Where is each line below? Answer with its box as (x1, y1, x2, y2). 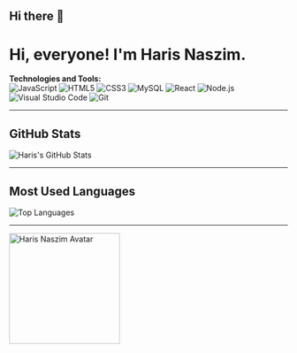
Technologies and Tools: (9, 73, 102, 84)
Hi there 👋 (9, 9, 65, 24)
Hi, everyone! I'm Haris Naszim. (9, 44, 247, 65)
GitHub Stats (9, 126, 81, 142)
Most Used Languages (9, 183, 135, 199)
